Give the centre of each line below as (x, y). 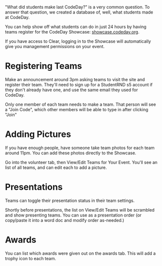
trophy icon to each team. (31, 258)
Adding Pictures (38, 134)
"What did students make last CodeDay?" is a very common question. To (77, 7)
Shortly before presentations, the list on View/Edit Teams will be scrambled (80, 210)
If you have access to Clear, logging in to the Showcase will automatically (78, 41)
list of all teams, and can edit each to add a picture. (56, 167)
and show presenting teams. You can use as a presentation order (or (73, 215)
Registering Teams (44, 66)
